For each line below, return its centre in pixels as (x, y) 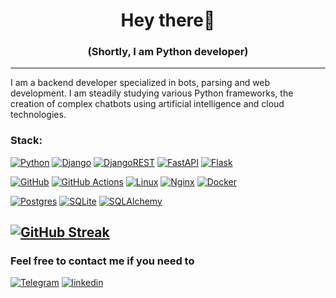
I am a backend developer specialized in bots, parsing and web (140, 83)
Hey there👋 (168, 20)
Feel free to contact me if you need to (102, 261)
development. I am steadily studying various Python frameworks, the (152, 93)
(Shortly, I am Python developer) (168, 52)
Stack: (26, 141)
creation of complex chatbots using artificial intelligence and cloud (147, 104)
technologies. (38, 115)
